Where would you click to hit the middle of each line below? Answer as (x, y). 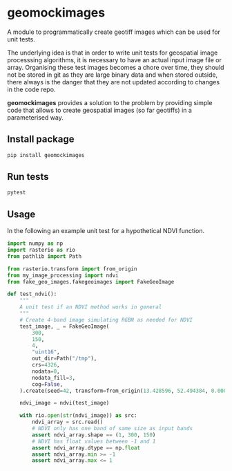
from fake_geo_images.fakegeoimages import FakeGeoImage (91, 281)
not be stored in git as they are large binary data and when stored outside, (113, 75)
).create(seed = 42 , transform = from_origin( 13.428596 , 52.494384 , (114, 391)
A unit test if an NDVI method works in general (91, 307)
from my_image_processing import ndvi (63, 275)
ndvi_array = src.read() (68, 422)
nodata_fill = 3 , (54, 378)
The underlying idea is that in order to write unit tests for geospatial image (113, 53)
